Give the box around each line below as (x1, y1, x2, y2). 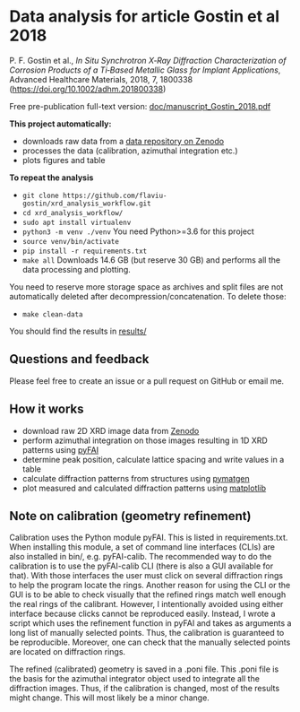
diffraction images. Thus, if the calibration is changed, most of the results (9, 683, 280, 694)
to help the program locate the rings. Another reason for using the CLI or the (9, 580, 291, 591)
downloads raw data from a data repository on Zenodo (21, 135, 225, 146)
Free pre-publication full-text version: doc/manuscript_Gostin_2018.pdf (9, 100, 271, 111)
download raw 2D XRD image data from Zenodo (21, 425, 200, 436)
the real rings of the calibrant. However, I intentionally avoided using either (9, 599, 284, 610)
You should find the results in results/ (9, 326, 147, 336)
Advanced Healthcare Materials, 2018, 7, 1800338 (9, 74, 193, 84)
